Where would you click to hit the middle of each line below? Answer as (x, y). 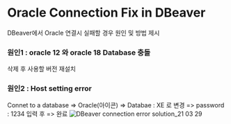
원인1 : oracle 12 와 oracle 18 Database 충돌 (79, 52)
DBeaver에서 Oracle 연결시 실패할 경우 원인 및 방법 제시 (83, 33)
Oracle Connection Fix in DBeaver (106, 13)
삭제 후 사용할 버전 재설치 (42, 69)
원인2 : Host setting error (49, 89)
